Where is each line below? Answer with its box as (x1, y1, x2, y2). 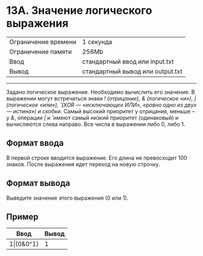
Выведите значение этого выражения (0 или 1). (6, 194, 129, 202)
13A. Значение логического (6, 4, 152, 18)
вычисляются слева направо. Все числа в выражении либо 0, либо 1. (6, 120, 185, 128)
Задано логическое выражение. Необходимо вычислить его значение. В (6, 88, 195, 96)
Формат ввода (6, 138, 64, 148)
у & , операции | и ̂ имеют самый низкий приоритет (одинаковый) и (6, 114, 179, 121)
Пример (6, 211, 39, 222)
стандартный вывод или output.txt (82, 67, 182, 76)
